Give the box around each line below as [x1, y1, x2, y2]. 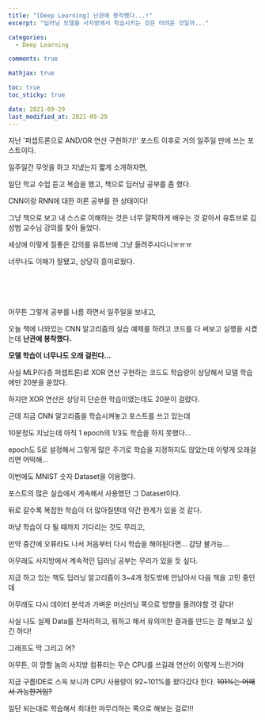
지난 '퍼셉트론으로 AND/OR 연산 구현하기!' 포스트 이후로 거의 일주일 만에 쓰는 [8, 136, 246, 145]
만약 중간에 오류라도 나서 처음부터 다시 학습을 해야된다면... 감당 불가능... [8, 538, 229, 548]
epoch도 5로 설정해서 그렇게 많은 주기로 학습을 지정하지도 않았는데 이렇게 [8, 445, 236, 454]
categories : [8, 33, 47, 41]
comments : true [8, 55, 59, 63]
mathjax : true [8, 69, 55, 78]
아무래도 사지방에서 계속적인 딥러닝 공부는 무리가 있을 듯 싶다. [8, 556, 199, 565]
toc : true [8, 84, 41, 92]
